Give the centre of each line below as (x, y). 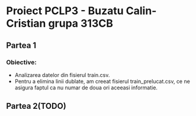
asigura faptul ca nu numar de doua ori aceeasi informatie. (86, 88)
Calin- (141, 11)
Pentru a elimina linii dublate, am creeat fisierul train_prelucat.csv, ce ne (102, 81)
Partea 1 (21, 45)
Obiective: (21, 62)
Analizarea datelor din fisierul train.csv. (62, 75)
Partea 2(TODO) (36, 106)
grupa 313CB (81, 23)
